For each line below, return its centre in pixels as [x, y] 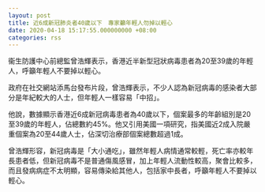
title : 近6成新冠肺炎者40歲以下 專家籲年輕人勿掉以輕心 [91, 23]
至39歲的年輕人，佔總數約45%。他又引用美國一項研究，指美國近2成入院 [126, 124]
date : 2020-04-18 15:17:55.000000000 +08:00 [82, 30]
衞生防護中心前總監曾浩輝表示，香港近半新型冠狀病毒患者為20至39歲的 [124, 61]
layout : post [30, 15]
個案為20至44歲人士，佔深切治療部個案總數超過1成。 [101, 134]
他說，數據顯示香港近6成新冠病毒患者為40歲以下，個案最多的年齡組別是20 [129, 115]
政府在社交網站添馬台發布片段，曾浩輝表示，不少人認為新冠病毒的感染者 [125, 88]
